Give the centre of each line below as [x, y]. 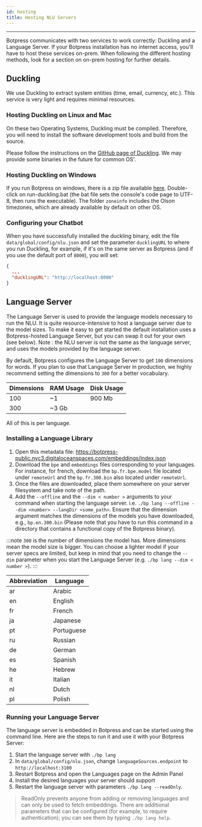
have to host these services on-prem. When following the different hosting [98, 53]
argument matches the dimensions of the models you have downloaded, [104, 516]
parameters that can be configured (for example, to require [94, 811]
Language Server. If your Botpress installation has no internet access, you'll [100, 46]
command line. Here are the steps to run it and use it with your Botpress [95, 736]
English [63, 601]
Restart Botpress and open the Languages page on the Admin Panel [99, 774]
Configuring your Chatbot [44, 223]
